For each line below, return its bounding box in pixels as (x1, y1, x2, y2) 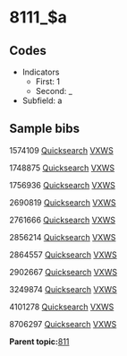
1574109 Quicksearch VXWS (9, 144, 114, 155)
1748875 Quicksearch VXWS (9, 162, 115, 173)
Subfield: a (21, 95, 63, 106)
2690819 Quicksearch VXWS (9, 196, 116, 208)
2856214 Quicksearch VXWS (9, 231, 116, 242)
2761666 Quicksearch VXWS (9, 214, 116, 225)
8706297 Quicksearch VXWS (9, 318, 117, 329)
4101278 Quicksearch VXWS (9, 301, 114, 312)
